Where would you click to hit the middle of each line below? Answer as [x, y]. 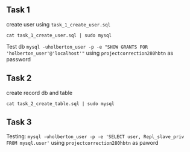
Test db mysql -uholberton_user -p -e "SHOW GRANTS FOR [77, 46]
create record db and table [40, 93]
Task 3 [19, 122]
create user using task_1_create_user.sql [59, 24]
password [19, 59]
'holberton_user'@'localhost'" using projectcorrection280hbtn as [90, 53]
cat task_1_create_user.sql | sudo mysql [59, 35]
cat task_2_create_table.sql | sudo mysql [60, 104]
